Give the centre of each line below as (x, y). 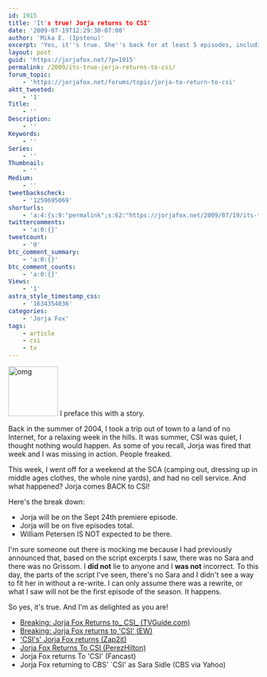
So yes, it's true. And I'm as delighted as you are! (88, 607)
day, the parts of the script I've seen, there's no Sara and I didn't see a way (131, 574)
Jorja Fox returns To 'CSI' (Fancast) (78, 656)
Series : (21, 149)
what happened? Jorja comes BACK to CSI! (79, 486)
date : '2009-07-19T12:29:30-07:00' (67, 30)
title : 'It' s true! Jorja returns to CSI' (79, 23)
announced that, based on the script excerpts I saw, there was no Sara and (131, 558)
